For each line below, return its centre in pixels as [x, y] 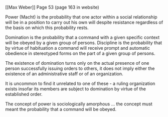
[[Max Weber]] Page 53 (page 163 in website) [52, 7]
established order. [24, 94]
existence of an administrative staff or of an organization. [64, 74]
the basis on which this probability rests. [47, 28]
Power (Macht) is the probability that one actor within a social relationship [81, 17]
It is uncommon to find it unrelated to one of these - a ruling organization [80, 83]
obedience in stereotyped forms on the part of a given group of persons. [80, 53]
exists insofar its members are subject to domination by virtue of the [76, 89]
